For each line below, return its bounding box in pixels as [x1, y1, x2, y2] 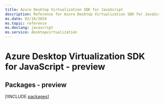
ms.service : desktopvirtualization [5, 30, 78, 35]
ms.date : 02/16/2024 [5, 16, 47, 21]
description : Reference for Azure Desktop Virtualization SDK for [5, 12, 143, 17]
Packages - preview [5, 81, 67, 89]
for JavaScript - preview [5, 62, 105, 72]
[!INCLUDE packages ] [5, 94, 49, 99]
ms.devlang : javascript [5, 25, 54, 30]
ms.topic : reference [5, 21, 47, 26]
